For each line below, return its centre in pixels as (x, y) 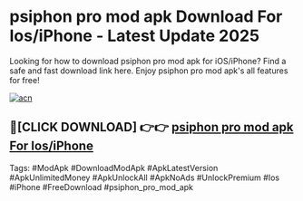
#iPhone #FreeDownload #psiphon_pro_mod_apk (101, 187)
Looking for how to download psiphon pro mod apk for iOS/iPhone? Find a (148, 61)
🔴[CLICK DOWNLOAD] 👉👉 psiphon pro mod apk (151, 127)
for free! (24, 80)
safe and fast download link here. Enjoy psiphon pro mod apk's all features (149, 71)
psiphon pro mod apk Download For (146, 17)
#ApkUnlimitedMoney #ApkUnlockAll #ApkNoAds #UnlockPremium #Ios (144, 177)
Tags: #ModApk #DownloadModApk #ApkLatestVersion (114, 167)
